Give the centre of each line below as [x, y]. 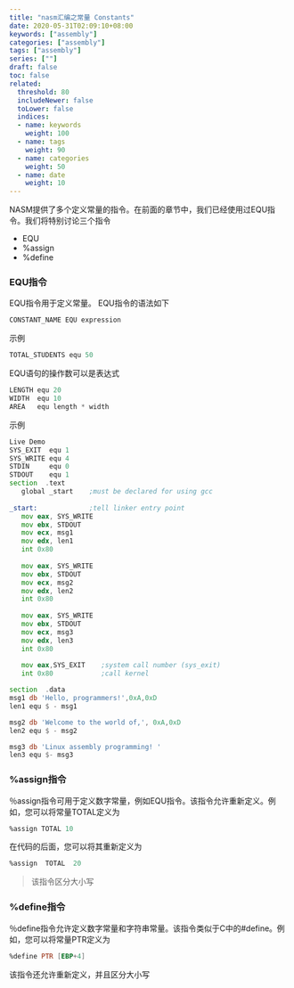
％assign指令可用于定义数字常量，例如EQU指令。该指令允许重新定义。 [139, 800]
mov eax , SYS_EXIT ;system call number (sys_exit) [121, 665]
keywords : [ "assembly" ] [53, 34]
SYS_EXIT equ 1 [39, 450]
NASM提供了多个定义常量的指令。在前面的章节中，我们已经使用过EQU [139, 209]
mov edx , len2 [47, 591]
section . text [37, 483]
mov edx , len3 [47, 641]
